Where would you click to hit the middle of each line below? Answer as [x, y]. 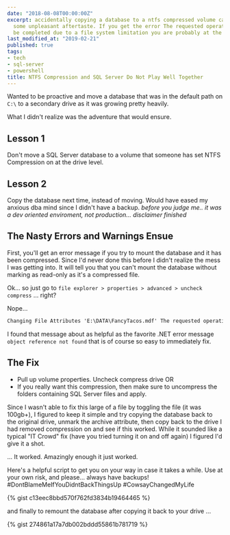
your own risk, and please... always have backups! [78, 477]
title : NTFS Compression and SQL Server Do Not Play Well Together [105, 77]
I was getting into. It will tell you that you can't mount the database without [112, 267]
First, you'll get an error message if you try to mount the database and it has [114, 252]
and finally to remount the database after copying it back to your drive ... [109, 511]
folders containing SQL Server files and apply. [82, 393]
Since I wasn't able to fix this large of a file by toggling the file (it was [104, 407]
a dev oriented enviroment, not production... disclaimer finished [97, 215]
